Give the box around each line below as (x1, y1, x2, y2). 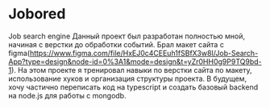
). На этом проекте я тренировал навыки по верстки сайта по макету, (10, 65, 252, 74)
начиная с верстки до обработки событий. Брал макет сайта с (8, 39, 224, 49)
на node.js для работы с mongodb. (8, 90, 127, 100)
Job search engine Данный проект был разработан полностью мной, (8, 31, 246, 41)
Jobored (8, 5, 66, 23)
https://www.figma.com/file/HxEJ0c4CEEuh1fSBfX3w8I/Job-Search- (29, 48, 259, 58)
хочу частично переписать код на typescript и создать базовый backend (8, 82, 259, 92)
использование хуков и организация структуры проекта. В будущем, (8, 74, 247, 83)
